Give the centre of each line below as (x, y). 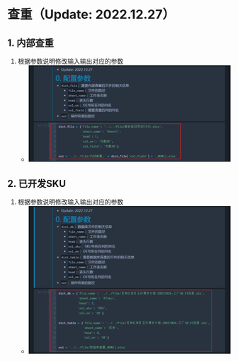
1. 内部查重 (31, 43)
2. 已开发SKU (36, 184)
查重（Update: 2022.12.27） (91, 15)
